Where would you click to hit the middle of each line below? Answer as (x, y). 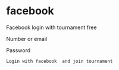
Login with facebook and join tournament (59, 61)
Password (18, 50)
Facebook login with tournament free (51, 27)
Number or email (27, 39)
